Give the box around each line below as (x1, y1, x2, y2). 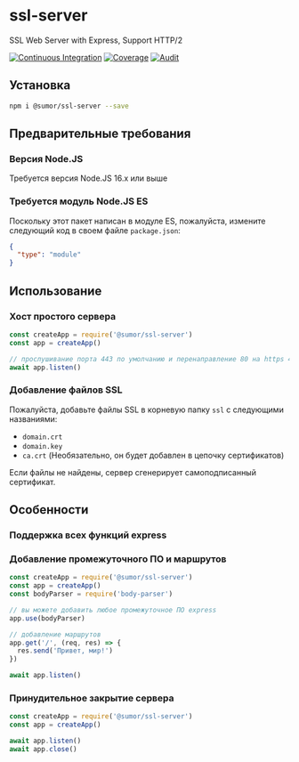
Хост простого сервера (9, 310, 117, 322)
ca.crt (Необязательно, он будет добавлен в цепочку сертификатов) (21, 450, 285, 460)
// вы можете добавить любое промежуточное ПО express (9, 605, 217, 614)
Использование (9, 283, 102, 298)
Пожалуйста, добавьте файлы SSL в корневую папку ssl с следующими (9, 404, 285, 415)
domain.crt (21, 433, 63, 442)
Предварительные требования (9, 126, 191, 142)
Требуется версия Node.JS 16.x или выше (9, 173, 168, 183)
